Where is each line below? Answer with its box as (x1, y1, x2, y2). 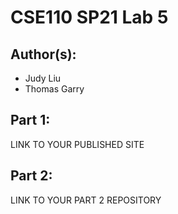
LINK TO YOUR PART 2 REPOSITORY (10, 194, 162, 206)
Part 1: (10, 112, 51, 129)
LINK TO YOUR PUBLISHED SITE (10, 138, 145, 150)
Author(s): (10, 46, 77, 63)
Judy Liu (24, 72, 62, 84)
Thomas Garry (24, 83, 85, 95)
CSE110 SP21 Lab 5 (10, 6, 169, 29)
